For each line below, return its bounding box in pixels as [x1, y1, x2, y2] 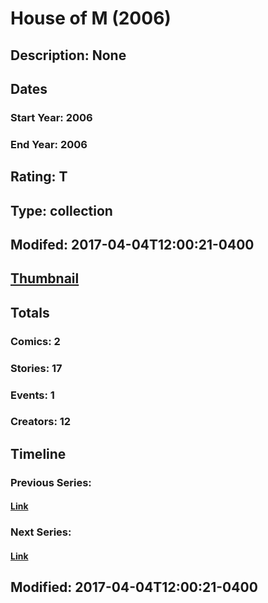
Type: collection [10, 202, 113, 219]
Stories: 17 [10, 361, 63, 375]
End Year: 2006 [10, 137, 88, 151]
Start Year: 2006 [10, 110, 93, 124]
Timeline [10, 445, 67, 462]
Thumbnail [10, 270, 80, 287]
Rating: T [10, 168, 68, 186]
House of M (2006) [10, 7, 172, 30]
